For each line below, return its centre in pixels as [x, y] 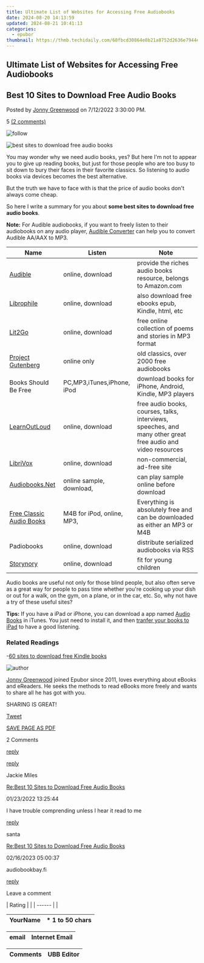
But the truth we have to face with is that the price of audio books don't [95, 188]
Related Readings [33, 643]
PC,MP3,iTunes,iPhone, [97, 383]
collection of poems [165, 328]
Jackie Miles [22, 775]
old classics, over [162, 354]
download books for [165, 379]
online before [156, 485]
